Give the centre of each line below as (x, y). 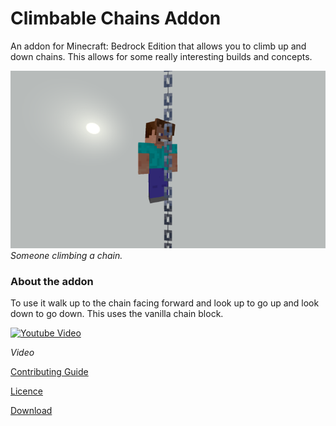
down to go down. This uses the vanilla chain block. (117, 313)
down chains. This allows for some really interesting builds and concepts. (161, 56)
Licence (26, 391)
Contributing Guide (49, 371)
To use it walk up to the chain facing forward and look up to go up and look (165, 303)
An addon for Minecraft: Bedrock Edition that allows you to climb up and (158, 46)
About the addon (52, 281)
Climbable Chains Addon (116, 18)
